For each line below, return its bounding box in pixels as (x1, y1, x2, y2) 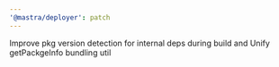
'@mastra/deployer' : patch (9, 13, 111, 22)
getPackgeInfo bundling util (9, 46, 112, 58)
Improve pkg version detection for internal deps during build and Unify (9, 38, 270, 48)
